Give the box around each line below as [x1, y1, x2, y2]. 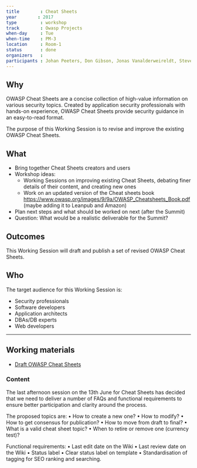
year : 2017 [6, 14, 54, 20]
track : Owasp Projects [6, 25, 83, 31]
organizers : [6, 52, 43, 58]
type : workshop [6, 19, 67, 25]
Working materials [6, 345, 75, 355]
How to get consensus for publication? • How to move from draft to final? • [6, 419, 188, 426]
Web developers [14, 322, 55, 330]
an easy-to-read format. [6, 114, 64, 121]
